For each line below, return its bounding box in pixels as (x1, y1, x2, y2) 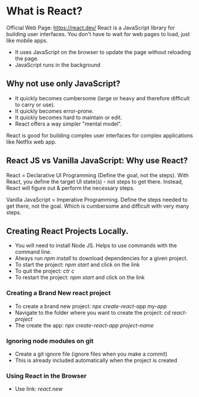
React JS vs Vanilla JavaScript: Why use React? (6, 156, 188, 166)
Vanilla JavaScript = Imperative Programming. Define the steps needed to (6, 196, 188, 203)
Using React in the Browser (6, 371, 87, 380)
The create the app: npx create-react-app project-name (14, 321, 154, 329)
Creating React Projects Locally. (6, 226, 129, 236)
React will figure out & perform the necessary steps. (6, 184, 135, 192)
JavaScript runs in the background (14, 61, 101, 68)
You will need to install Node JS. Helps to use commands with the (14, 242, 177, 249)
